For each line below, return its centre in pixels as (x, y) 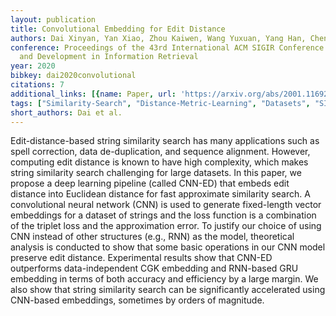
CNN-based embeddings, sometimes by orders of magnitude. (137, 300)
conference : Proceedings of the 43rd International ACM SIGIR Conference (167, 47)
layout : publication (53, 19)
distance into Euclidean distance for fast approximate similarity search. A (160, 194)
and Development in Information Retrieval (109, 57)
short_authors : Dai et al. (66, 112)
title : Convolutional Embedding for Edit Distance (118, 29)
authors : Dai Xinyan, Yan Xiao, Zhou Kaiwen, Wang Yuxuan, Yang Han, (158, 38)
